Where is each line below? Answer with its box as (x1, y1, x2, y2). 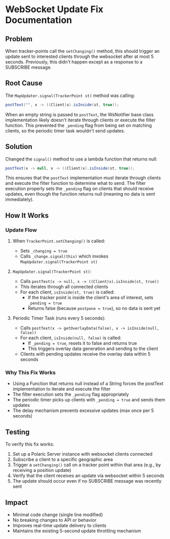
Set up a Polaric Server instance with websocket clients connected (12, 451, 153, 457)
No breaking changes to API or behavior (12, 517, 97, 523)
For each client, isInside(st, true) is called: (20, 289, 115, 295)
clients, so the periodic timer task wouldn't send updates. (5, 128, 125, 134)
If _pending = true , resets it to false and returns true (27, 340, 137, 346)
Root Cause (5, 79, 43, 87)
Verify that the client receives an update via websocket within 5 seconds (12, 472, 164, 479)
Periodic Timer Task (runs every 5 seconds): (12, 315, 106, 321)
